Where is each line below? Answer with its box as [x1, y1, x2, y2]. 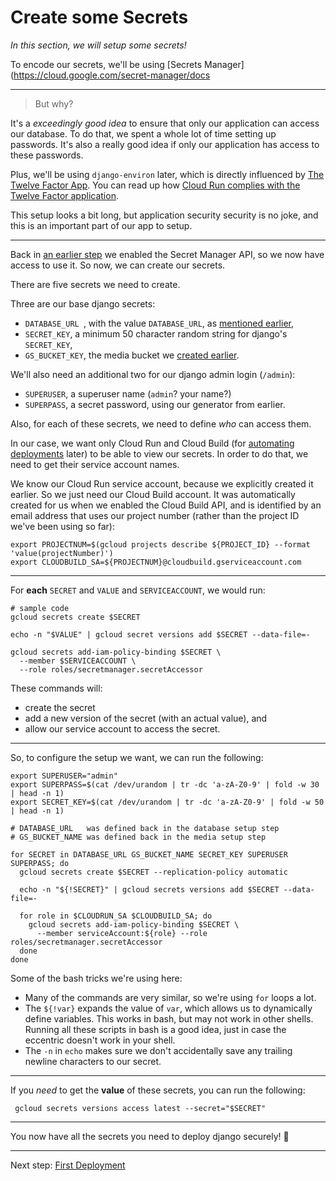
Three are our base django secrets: [10, 297, 156, 310]
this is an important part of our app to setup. [10, 219, 193, 231]
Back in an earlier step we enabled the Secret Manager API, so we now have [10, 248, 325, 260]
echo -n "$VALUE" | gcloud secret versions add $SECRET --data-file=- [10, 629, 311, 640]
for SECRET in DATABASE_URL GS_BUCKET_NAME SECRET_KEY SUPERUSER [10, 849, 288, 860]
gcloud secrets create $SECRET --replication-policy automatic [19, 867, 288, 877]
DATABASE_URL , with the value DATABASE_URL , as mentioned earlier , [24, 317, 295, 329]
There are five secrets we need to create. [10, 278, 181, 290]
